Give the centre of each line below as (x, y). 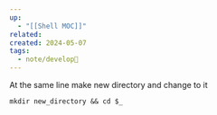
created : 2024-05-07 (48, 43)
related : (26, 34)
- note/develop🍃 (48, 59)
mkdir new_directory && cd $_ (66, 102)
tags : (19, 51)
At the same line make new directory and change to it (108, 85)
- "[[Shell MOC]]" (52, 26)
